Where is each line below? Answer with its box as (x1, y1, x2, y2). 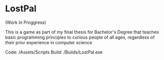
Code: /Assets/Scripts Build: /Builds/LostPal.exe (5, 49, 103, 55)
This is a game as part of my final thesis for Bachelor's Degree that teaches (5, 29, 159, 35)
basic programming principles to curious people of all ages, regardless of (5, 34, 155, 40)
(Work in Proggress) (5, 19, 46, 25)
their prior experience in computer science (5, 39, 93, 45)
